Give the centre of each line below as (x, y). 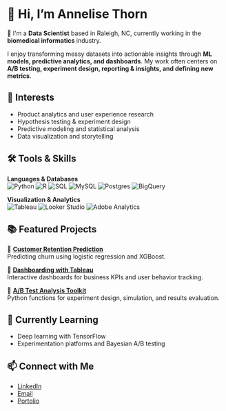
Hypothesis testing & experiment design (74, 121)
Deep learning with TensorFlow (61, 337)
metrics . (19, 76)
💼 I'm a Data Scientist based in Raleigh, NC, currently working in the (104, 33)
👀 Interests (31, 98)
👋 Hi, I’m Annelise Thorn (78, 14)
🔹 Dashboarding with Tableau (50, 270)
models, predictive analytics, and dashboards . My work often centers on (112, 61)
